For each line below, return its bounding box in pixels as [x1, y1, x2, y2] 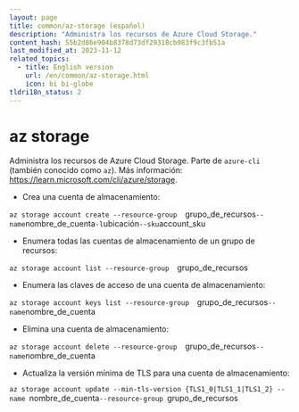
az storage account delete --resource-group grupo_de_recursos [9, 341, 256, 352]
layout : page [9, 12, 58, 22]
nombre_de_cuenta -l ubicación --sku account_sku [25, 218, 206, 229]
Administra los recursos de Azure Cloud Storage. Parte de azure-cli [9, 155, 261, 166]
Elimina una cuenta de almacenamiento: [21, 324, 170, 334]
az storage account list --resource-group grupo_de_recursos [9, 262, 248, 273]
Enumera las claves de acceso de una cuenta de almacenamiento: [21, 280, 266, 291]
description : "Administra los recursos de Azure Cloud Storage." [9, 29, 257, 38]
